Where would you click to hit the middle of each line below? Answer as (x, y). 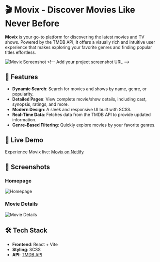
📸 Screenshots (28, 167)
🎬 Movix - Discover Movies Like (70, 10)
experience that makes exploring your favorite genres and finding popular (79, 47)
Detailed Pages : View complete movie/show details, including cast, (79, 99)
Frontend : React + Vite (35, 245)
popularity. (23, 94)
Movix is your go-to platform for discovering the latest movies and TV (75, 37)
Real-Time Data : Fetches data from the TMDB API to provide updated (81, 115)
